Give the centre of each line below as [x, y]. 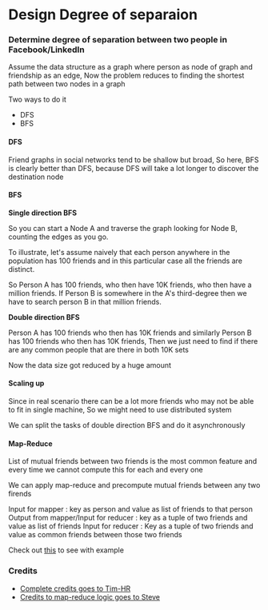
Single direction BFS [43, 213]
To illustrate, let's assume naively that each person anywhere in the [119, 252]
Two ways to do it [37, 100]
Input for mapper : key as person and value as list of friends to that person [131, 509]
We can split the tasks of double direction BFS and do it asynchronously [127, 425]
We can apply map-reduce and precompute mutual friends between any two [134, 485]
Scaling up [26, 383]
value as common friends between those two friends [95, 535]
